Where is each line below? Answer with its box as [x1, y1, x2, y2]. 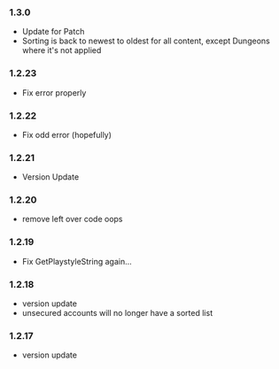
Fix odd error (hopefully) [21, 129, 112, 140]
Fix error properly [21, 87, 87, 98]
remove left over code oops [21, 214, 123, 225]
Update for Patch [21, 27, 85, 37]
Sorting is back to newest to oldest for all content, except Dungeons [21, 35, 270, 46]
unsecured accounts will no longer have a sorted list [21, 308, 213, 319]
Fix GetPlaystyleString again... [21, 256, 133, 266]
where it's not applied [21, 45, 102, 56]
